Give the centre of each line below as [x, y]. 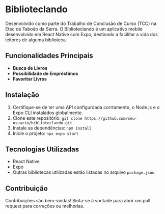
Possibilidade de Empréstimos [45, 73]
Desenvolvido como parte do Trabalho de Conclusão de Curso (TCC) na [81, 23]
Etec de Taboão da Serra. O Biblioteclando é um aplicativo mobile [74, 29]
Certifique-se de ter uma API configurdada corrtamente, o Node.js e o [86, 107]
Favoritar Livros [30, 79]
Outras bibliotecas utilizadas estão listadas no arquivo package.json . [84, 172]
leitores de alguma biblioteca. [36, 40]
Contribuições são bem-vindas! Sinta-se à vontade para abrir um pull [78, 201]
